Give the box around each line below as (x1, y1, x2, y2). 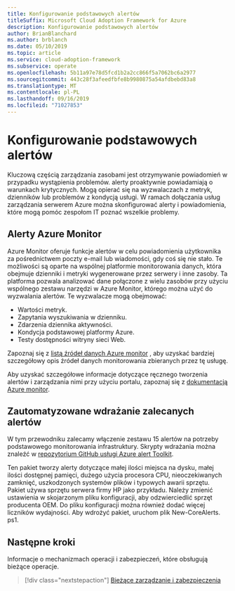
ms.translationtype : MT (7, 82, 77, 89)
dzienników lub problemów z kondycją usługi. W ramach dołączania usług (7, 193, 221, 201)
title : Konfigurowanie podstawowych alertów (7, 10, 140, 18)
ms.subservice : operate (7, 63, 77, 70)
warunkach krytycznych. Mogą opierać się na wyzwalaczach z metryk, (7, 185, 213, 193)
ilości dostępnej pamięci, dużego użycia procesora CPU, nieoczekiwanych (7, 471, 222, 479)
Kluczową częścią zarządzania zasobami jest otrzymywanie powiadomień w (7, 170, 228, 179)
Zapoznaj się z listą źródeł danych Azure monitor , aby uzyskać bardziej (7, 349, 215, 357)
